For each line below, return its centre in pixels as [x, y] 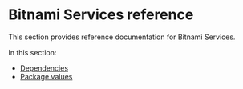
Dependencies [44, 68]
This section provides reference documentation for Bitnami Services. [122, 37]
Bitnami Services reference [101, 15]
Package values [46, 76]
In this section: [32, 52]
